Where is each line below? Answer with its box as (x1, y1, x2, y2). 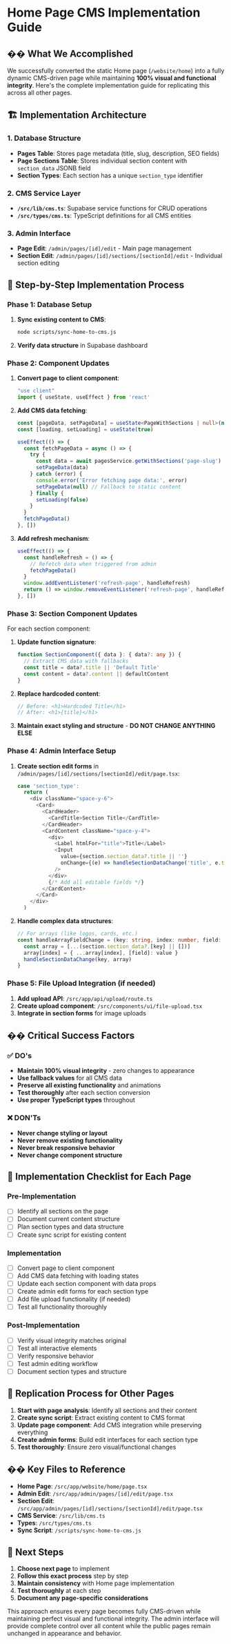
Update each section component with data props (17, 1280, 157, 1287)
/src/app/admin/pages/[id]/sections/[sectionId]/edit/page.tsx (17, 1505, 203, 1512)
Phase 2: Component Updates (7, 358, 110, 368)
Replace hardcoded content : (17, 689, 101, 697)
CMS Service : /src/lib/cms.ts (17, 1512, 106, 1520)
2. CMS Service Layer (7, 188, 81, 198)
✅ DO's (7, 1051, 32, 1060)
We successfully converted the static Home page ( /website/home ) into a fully (7, 67, 225, 75)
